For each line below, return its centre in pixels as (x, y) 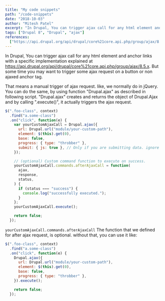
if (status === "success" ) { (48, 188)
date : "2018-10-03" (25, 19)
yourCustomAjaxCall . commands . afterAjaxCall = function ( (72, 166)
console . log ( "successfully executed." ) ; (65, 193)
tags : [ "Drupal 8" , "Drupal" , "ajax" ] (45, 33)
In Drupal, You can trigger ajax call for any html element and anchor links (79, 56)
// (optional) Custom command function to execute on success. (80, 161)
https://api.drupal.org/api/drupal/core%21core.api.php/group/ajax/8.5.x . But (82, 66)
